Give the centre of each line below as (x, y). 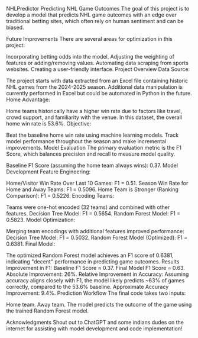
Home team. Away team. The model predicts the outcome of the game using (99, 305)
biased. (15, 27)
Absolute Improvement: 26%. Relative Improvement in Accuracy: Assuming (98, 274)
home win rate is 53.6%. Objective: (49, 123)
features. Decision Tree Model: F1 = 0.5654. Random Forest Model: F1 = (93, 213)
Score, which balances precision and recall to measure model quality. (91, 154)
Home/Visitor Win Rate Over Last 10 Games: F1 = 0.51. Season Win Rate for (97, 183)
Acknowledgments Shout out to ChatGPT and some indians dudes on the (95, 322)
